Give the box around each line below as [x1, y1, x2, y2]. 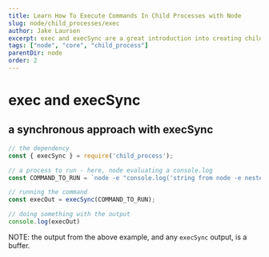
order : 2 [8, 57, 38, 65]
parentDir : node [8, 49, 62, 57]
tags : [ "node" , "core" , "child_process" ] [8, 42, 149, 50]
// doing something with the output [8, 210, 130, 218]
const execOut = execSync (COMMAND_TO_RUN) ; [8, 196, 156, 204]
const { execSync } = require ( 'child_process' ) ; [8, 152, 174, 160]
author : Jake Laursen [8, 27, 81, 35]
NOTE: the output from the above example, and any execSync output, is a [8, 232, 247, 242]
